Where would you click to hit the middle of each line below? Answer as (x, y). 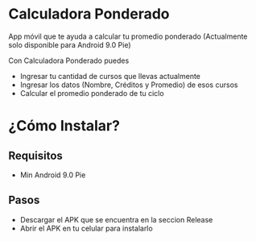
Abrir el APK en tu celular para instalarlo (86, 228)
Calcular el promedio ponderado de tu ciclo (92, 93)
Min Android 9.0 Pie (53, 175)
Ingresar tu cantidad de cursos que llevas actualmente (110, 76)
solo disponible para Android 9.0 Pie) (70, 44)
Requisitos (35, 155)
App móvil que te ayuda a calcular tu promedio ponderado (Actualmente (128, 36)
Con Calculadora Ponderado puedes (69, 60)
